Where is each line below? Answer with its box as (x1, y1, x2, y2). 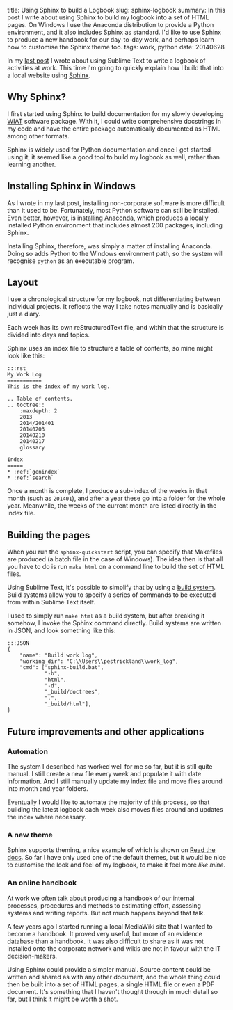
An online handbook (7, 878, 77, 888)
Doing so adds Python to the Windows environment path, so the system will (7, 249, 224, 257)
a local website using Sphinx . (7, 71, 91, 79)
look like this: (7, 351, 45, 360)
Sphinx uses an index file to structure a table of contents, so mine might (7, 344, 214, 353)
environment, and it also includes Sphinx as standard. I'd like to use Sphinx (7, 28, 221, 36)
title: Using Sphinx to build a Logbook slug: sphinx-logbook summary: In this (7, 6, 226, 14)
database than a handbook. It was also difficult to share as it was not (7, 937, 204, 945)
